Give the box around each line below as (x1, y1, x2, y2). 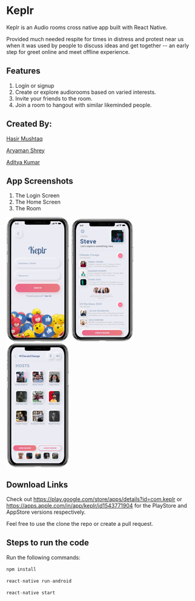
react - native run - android (6, 578, 71, 584)
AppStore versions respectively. (6, 508, 86, 516)
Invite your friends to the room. (15, 95, 93, 102)
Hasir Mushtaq (6, 134, 43, 142)
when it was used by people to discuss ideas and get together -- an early (6, 42, 190, 49)
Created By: (6, 119, 53, 129)
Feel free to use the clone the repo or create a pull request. (6, 520, 153, 528)
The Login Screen (15, 192, 60, 199)
